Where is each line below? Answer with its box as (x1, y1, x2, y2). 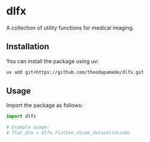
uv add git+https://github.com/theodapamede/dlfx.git (6, 69, 145, 75)
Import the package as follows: (6, 102, 83, 109)
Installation (6, 42, 49, 52)
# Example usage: (6, 125, 50, 131)
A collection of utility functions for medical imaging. (6, 24, 134, 31)
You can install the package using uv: (6, 57, 99, 64)
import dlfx (6, 113, 36, 120)
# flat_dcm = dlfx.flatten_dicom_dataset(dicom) (6, 130, 131, 136)
